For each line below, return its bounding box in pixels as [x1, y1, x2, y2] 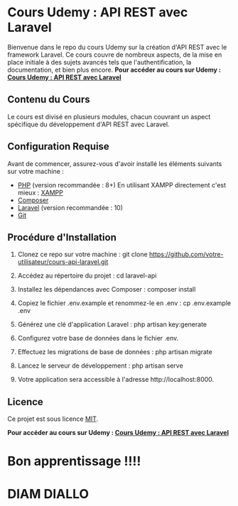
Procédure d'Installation [7, 231, 117, 243]
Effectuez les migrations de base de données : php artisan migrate [17, 348, 213, 356]
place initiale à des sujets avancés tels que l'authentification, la [7, 57, 192, 66]
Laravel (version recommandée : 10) [17, 203, 123, 211]
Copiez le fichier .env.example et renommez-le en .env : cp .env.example [17, 299, 232, 307]
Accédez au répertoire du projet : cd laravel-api [17, 271, 157, 280]
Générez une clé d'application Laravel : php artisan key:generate [17, 320, 207, 329]
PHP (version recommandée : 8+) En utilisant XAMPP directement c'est [17, 180, 226, 189]
